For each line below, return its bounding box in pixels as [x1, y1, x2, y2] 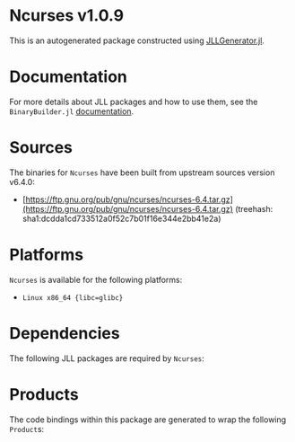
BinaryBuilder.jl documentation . [9, 105, 134, 117]
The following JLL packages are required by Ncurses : [9, 352, 204, 364]
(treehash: [234, 203, 273, 214]
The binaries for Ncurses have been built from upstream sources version [9, 167, 275, 178]
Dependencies [9, 323, 120, 343]
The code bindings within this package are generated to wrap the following [9, 414, 287, 425]
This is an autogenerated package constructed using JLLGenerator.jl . [9, 35, 265, 46]
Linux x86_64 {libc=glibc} [22, 293, 124, 302]
